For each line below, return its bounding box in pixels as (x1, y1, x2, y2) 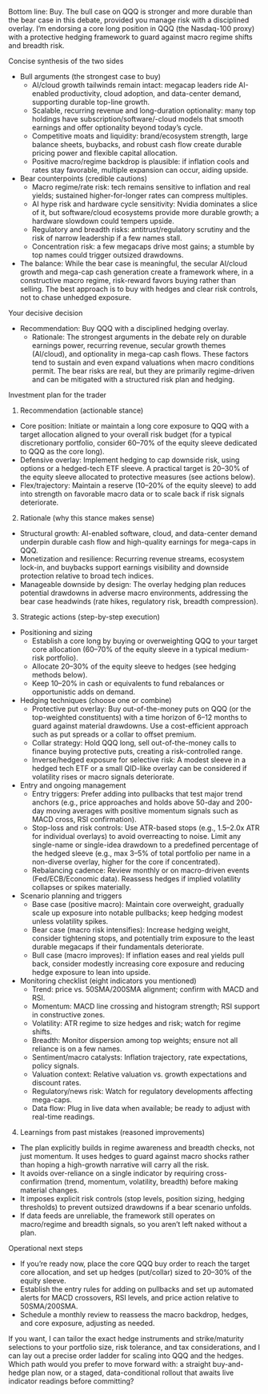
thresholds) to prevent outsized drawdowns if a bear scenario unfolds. (19, 1203, 252, 1212)
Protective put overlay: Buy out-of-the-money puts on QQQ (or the (31, 704, 252, 713)
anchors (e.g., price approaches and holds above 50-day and (31, 797, 234, 807)
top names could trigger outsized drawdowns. (31, 250, 184, 259)
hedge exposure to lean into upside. (31, 968, 150, 977)
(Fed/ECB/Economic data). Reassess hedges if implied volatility (31, 874, 242, 883)
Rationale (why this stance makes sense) (19, 513, 155, 522)
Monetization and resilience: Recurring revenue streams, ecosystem (19, 554, 245, 563)
